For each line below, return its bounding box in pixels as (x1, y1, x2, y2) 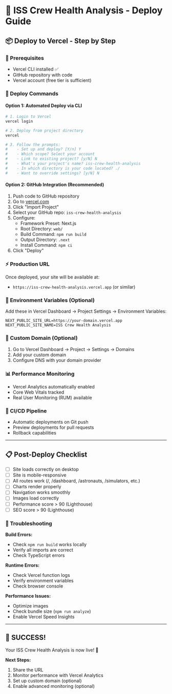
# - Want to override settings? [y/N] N (5, 170, 100, 176)
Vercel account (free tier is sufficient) (12, 77, 92, 83)
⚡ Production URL (5, 261, 50, 268)
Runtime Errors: (5, 562, 40, 568)
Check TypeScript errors (12, 552, 65, 558)
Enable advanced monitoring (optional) (12, 683, 95, 689)
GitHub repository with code (12, 72, 73, 78)
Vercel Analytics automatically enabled (12, 384, 95, 390)
